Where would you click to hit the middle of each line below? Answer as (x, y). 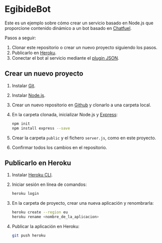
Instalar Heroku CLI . (32, 175)
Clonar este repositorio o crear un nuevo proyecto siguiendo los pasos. (84, 47)
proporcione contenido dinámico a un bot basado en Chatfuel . (68, 28)
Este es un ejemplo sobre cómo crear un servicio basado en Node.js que (79, 23)
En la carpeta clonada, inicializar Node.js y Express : (65, 114)
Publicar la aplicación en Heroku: (46, 226)
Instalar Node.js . (29, 95)
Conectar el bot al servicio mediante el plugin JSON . (66, 58)
